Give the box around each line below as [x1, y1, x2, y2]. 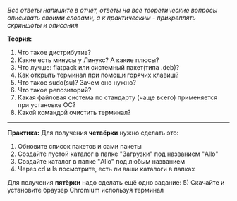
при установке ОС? [17, 101, 76, 109]
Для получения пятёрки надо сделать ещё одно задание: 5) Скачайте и [7, 178, 225, 186]
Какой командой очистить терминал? [17, 109, 132, 116]
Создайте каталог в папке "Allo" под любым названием [17, 157, 186, 165]
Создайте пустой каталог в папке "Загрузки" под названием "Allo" [17, 150, 219, 158]
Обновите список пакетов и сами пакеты [17, 142, 142, 150]
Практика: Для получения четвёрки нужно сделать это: [7, 128, 179, 137]
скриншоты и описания [7, 21, 78, 29]
